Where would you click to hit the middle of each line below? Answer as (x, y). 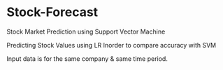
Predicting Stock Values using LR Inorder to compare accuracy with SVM (111, 45)
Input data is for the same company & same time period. (87, 58)
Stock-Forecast (52, 12)
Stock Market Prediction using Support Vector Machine (86, 31)
